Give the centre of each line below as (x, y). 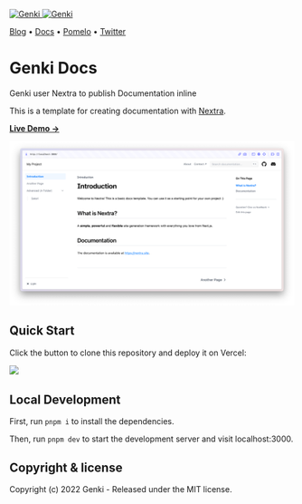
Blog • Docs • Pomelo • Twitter (68, 31)
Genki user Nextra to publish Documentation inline (103, 93)
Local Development (65, 400)
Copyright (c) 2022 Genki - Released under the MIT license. (121, 489)
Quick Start (42, 331)
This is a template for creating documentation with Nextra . (118, 111)
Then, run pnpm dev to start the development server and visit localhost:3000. (151, 439)
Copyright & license (66, 467)
